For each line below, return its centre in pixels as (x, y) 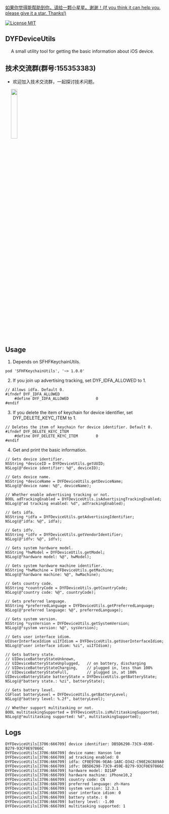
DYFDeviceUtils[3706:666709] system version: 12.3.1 (62, 789)
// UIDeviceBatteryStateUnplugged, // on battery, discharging (75, 664)
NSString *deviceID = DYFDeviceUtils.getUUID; (55, 464)
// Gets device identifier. (35, 459)
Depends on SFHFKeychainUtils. (46, 362)
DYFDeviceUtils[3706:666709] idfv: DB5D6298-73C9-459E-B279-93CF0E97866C (85, 766)
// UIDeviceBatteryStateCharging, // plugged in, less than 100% (79, 668)
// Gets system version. (31, 619)
